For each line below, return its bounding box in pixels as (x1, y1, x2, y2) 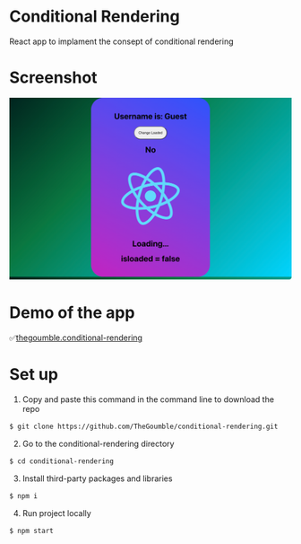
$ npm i (9, 491, 39, 500)
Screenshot (9, 67, 98, 88)
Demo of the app (9, 303, 135, 323)
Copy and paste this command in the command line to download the (21, 394, 275, 405)
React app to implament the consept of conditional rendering (9, 36, 234, 47)
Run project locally (21, 507, 91, 518)
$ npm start (9, 526, 54, 535)
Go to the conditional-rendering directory (21, 438, 175, 449)
